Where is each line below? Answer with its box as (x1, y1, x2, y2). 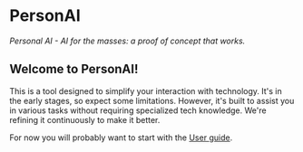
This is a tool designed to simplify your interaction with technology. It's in (9, 85, 283, 96)
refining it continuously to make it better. (9, 114, 161, 125)
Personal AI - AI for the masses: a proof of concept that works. (9, 35, 246, 46)
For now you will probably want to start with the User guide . (9, 132, 233, 143)
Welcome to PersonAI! (9, 62, 139, 77)
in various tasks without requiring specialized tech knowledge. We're (9, 105, 267, 116)
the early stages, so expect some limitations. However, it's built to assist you (9, 95, 295, 106)
